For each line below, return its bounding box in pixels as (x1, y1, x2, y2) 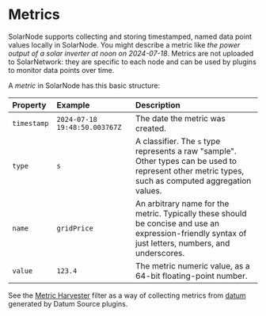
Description (135, 99, 180, 110)
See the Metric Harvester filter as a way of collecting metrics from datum (8, 291, 247, 300)
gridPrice (56, 223, 93, 233)
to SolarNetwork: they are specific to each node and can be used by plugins (8, 57, 257, 67)
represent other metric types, (135, 165, 245, 176)
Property (12, 99, 47, 110)
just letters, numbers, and (135, 238, 230, 249)
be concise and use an (135, 218, 220, 229)
